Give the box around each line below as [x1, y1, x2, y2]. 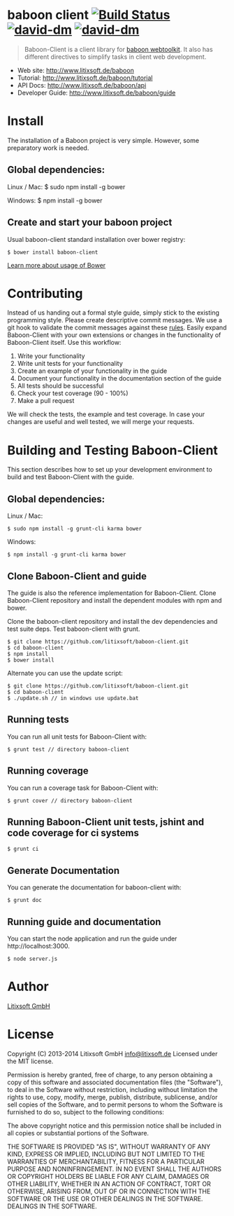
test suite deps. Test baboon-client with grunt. [7, 624, 140, 633]
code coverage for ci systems [7, 827, 140, 839]
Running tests [7, 713, 70, 725]
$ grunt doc [7, 897, 42, 904]
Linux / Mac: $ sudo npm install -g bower [7, 182, 126, 191]
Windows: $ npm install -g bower [7, 196, 103, 205]
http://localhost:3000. [7, 942, 70, 950]
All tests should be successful [17, 382, 104, 390]
